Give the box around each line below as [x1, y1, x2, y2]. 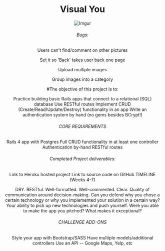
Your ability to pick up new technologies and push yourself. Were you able [6, 202, 159, 208]
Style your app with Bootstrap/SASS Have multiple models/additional [11, 234, 153, 240]
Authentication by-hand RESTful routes [42, 144, 123, 150]
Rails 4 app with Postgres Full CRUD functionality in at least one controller [6, 139, 158, 145]
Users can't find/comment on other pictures [37, 47, 128, 53]
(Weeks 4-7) [69, 177, 95, 183]
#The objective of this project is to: [46, 86, 118, 92]
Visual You [59, 4, 105, 15]
